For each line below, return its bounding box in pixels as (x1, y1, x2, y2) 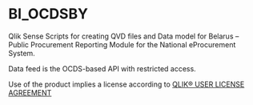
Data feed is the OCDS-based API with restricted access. (8, 63, 196, 73)
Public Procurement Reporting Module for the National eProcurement (8, 39, 236, 49)
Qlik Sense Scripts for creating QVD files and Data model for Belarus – (8, 31, 239, 41)
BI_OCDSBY (8, 5, 88, 23)
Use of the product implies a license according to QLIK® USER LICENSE (8, 79, 245, 89)
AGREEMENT (8, 87, 52, 97)
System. (8, 48, 36, 58)
